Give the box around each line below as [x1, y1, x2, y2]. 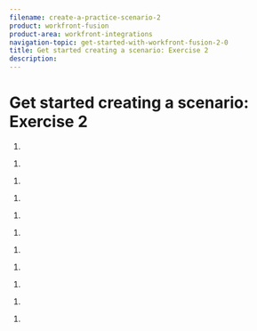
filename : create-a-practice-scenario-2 [9, 12, 162, 22]
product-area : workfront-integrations [9, 29, 153, 38]
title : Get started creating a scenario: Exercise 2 [9, 46, 209, 55]
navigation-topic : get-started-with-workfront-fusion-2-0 [9, 37, 229, 47]
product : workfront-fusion [9, 21, 109, 30]
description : [9, 54, 58, 63]
